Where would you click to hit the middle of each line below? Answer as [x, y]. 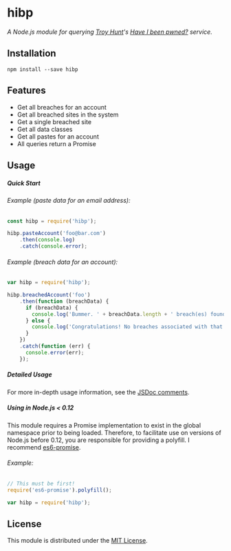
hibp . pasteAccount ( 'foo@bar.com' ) [57, 233]
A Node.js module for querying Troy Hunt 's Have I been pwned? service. [110, 32]
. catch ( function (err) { [55, 346]
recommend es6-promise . [44, 447]
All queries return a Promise [56, 143]
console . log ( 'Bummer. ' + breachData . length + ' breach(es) [120, 314]
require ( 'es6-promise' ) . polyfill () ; [59, 490]
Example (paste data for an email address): [69, 200]
